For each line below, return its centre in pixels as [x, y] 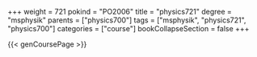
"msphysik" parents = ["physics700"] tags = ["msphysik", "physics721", [127, 20]
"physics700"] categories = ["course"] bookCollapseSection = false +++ [128, 28]
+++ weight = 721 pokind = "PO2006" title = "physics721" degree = [120, 12]
